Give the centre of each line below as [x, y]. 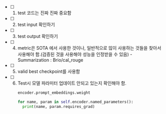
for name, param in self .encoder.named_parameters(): [75, 102]
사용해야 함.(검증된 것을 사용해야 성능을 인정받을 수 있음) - [75, 54]
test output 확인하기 [38, 36]
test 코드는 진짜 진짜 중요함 [45, 13]
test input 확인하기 [36, 25]
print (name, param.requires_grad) [58, 106]
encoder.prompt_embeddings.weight [54, 93]
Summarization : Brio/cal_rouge [50, 60]
